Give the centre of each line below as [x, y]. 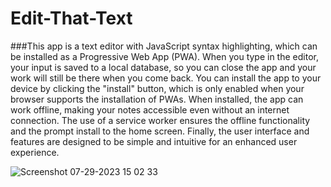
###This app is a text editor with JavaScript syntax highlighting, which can [164, 46]
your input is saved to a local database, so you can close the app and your [163, 67]
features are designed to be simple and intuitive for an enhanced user [154, 141]
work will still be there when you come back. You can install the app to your [166, 78]
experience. [35, 152]
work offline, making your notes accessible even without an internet [150, 109]
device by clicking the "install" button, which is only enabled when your [157, 88]
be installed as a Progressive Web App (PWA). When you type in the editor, [164, 56]
